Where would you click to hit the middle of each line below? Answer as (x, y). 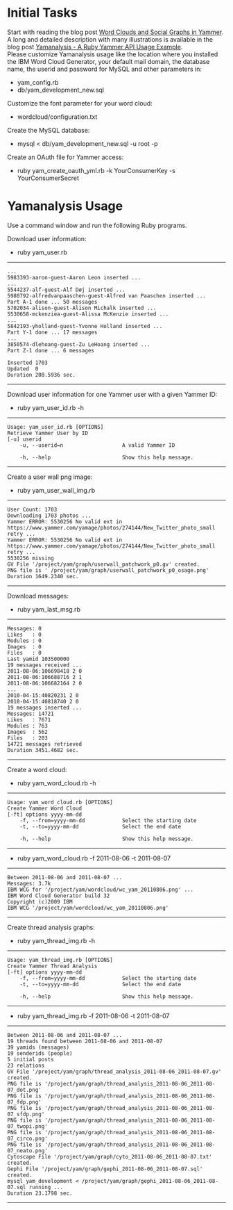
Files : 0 (24, 653)
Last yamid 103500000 (38, 659)
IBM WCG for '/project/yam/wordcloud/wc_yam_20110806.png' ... (101, 890)
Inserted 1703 (28, 363)
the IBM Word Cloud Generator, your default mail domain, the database (109, 61)
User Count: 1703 (32, 509)
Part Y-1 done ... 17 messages (52, 332)
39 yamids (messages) (38, 1047)
